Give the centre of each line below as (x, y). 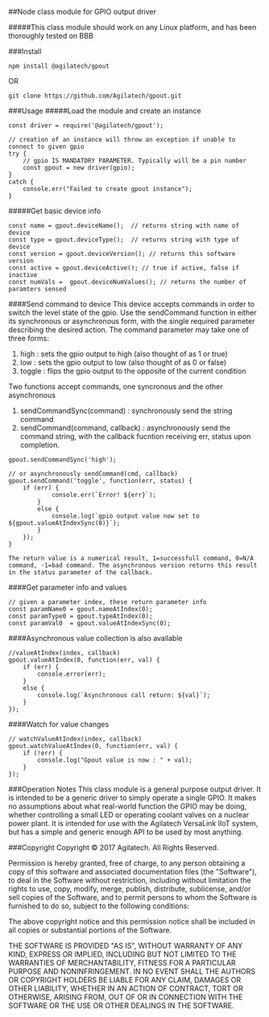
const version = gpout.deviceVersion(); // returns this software (122, 254)
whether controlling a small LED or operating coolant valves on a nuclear (129, 815)
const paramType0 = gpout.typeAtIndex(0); (81, 616)
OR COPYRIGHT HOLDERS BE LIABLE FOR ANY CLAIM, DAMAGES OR (125, 980)
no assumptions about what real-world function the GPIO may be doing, (128, 806)
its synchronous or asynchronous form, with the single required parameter (132, 321)
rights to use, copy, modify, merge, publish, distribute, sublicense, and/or (130, 889)
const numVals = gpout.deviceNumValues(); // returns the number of (128, 282)
